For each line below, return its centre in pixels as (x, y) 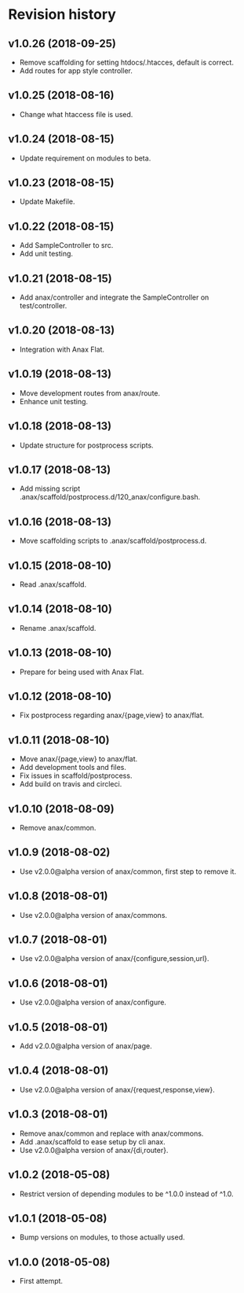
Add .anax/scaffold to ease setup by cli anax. (93, 1141)
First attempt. (41, 1281)
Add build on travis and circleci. (71, 784)
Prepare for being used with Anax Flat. (82, 672)
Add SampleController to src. (66, 245)
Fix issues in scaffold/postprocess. (76, 775)
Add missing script (50, 488)
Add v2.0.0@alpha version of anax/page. (86, 1046)
